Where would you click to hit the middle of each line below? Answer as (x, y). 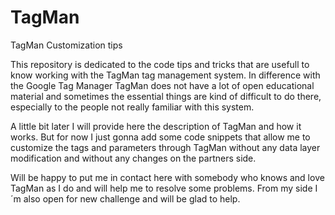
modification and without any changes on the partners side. (133, 158)
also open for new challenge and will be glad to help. (132, 198)
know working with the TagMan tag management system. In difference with (165, 75)
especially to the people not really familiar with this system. (132, 107)
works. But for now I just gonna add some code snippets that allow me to (160, 137)
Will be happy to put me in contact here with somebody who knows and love (167, 177)
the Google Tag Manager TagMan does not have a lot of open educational (162, 85)
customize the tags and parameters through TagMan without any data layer (165, 147)
